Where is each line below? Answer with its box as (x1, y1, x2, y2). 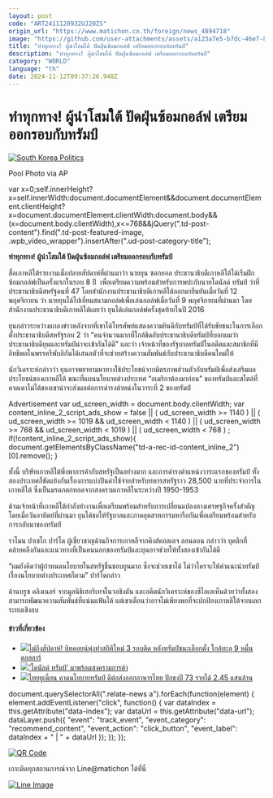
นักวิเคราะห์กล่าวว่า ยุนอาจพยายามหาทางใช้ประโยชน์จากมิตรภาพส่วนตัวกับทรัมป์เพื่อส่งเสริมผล (8, 364, 256, 374)
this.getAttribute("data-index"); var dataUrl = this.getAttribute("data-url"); (8, 706, 254, 716)
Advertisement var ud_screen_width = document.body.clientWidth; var (8, 399, 245, 409)
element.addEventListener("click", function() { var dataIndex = (8, 697, 217, 707)
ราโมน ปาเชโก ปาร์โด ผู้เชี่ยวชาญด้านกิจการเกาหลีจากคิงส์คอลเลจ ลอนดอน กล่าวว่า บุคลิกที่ (8, 536, 248, 545)
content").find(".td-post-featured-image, (8, 227, 145, 236)
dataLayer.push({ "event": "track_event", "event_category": (8, 714, 206, 724)
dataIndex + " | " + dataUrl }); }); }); (8, 732, 126, 742)
